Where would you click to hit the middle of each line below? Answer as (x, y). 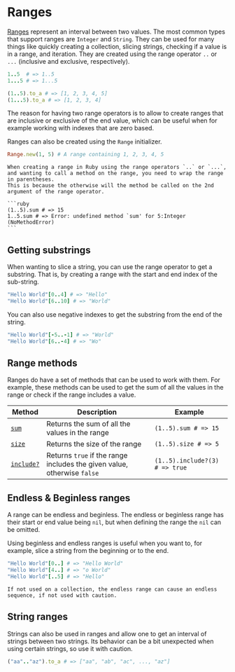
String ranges (38, 617)
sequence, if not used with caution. (62, 595)
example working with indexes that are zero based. (81, 128)
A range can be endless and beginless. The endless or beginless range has (115, 515)
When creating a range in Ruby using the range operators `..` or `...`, (117, 167)
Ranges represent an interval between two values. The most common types (116, 32)
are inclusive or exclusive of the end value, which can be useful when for (112, 121)
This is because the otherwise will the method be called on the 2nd (111, 186)
